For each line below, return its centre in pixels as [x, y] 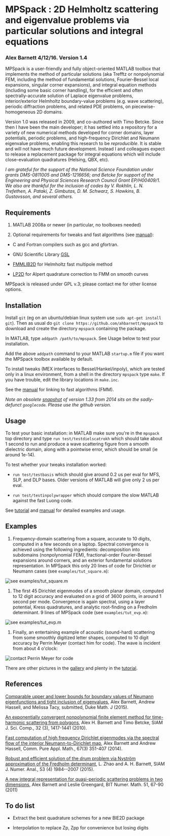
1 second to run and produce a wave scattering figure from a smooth [77, 444]
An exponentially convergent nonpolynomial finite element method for [78, 717]
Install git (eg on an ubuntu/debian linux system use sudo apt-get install [83, 318]
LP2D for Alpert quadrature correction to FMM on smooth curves [80, 274]
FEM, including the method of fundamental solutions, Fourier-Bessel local [82, 79]
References [24, 684]
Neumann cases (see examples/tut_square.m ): [61, 571]
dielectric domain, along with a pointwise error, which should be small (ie [81, 449]
